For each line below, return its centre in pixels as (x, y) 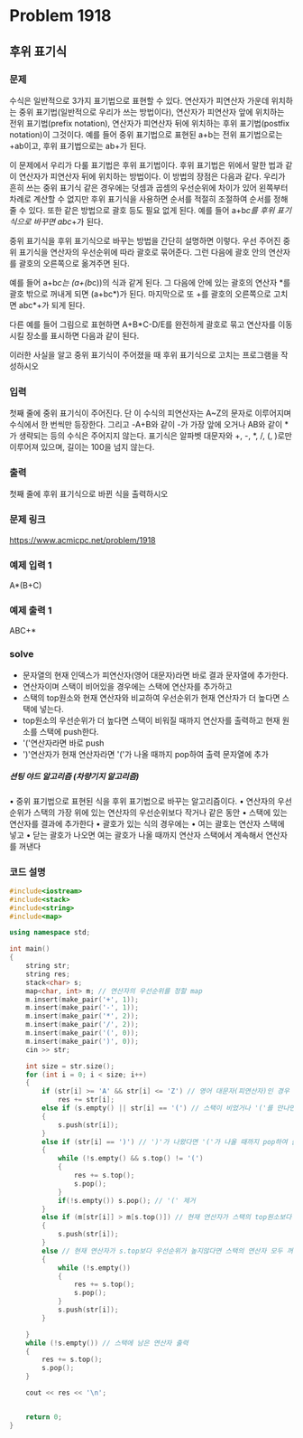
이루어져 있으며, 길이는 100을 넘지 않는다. (82, 447)
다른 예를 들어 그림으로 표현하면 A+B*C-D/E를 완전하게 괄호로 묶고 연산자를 (143, 324)
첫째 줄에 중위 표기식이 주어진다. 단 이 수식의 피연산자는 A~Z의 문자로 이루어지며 (150, 413)
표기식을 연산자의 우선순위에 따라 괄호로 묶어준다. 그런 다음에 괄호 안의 (142, 252)
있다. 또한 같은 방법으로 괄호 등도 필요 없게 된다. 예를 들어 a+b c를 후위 (151, 210)
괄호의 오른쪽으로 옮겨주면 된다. (74, 263)
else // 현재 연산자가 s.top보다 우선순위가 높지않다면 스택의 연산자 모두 (162, 1251)
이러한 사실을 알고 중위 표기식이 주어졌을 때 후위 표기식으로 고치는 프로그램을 (144, 354)
